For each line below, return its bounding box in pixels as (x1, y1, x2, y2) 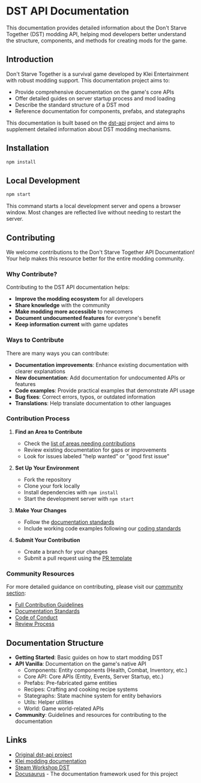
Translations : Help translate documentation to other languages (14, 399, 171, 407)
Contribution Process (6, 414, 70, 423)
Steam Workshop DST (14, 764, 70, 771)
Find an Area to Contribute (14, 428, 83, 435)
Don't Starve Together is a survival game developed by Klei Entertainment (6, 70, 189, 78)
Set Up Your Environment (14, 464, 79, 471)
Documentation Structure (6, 637, 104, 648)
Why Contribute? (6, 269, 58, 278)
